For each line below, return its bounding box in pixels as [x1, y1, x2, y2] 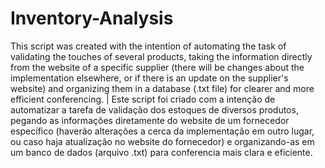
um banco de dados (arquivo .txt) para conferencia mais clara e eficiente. [10, 146, 313, 158]
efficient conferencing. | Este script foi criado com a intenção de [10, 93, 276, 105]
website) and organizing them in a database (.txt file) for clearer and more [10, 82, 315, 94]
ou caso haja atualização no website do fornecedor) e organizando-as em [10, 135, 315, 147]
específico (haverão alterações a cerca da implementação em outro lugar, [10, 125, 315, 137]
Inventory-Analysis [10, 7, 174, 30]
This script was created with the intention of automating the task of [10, 40, 287, 52]
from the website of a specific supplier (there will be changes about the [10, 61, 305, 73]
